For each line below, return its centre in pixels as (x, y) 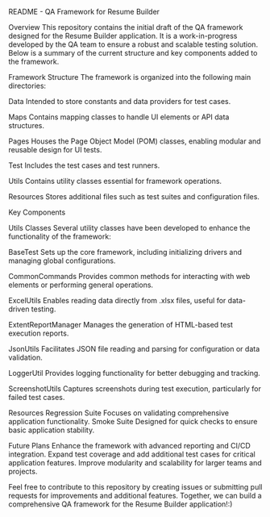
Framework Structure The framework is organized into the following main (130, 77)
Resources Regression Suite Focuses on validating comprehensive (119, 413)
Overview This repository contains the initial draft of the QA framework (126, 27)
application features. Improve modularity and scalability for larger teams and (135, 463)
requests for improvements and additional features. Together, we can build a (135, 496)
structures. (26, 125)
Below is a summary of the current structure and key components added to (133, 53)
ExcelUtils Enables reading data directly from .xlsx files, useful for (117, 300)
